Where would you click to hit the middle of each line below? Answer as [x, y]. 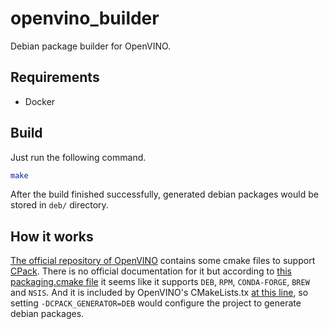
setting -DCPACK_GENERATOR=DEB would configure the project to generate [156, 303]
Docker [40, 101]
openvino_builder [85, 18]
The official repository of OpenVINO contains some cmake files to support [163, 261]
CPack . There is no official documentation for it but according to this [151, 271]
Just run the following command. [78, 157]
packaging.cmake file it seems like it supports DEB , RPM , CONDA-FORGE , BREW [160, 282]
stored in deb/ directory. [59, 205]
